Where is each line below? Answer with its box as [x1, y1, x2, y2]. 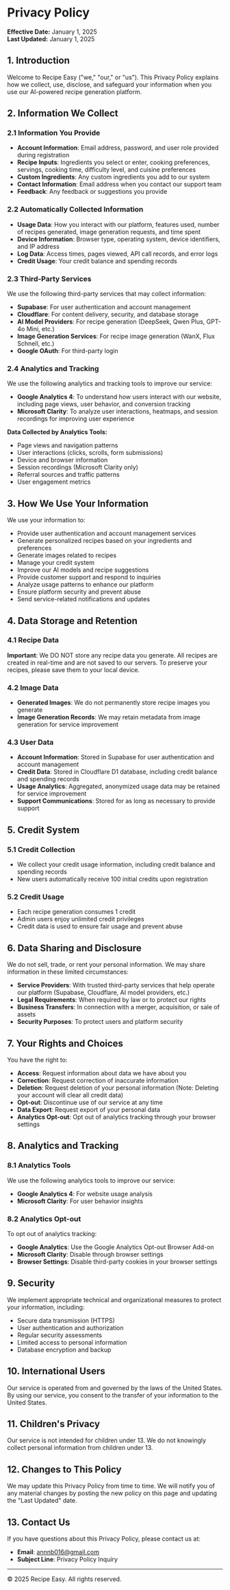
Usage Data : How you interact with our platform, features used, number [16, 220, 220, 228]
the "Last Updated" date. [7, 1497, 77, 1505]
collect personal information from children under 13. [7, 1444, 153, 1452]
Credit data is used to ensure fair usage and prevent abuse [16, 922, 183, 930]
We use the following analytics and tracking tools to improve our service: [7, 379, 212, 388]
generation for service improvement [16, 720, 118, 729]
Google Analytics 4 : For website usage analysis [16, 1189, 153, 1198]
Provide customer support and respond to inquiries [16, 573, 162, 581]
